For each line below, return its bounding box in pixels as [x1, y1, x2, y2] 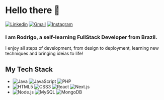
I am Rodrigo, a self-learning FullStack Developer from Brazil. [5, 34, 157, 41]
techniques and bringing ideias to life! [5, 50, 84, 57]
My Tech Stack [5, 65, 53, 73]
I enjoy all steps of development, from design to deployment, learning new [5, 45, 159, 51]
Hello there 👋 [5, 5, 60, 16]
